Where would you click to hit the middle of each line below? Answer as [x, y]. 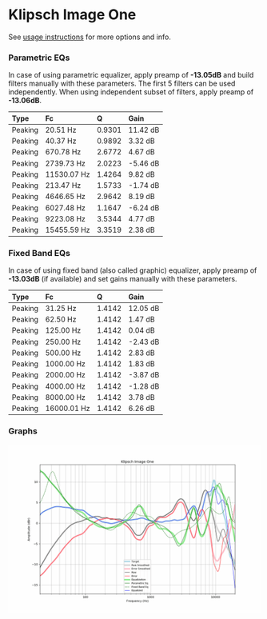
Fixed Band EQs [39, 253]
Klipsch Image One [72, 15]
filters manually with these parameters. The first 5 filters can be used [122, 84]
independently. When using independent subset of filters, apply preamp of [131, 92]
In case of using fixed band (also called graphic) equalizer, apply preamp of [133, 270]
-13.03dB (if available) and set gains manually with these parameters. [123, 279]
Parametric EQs [39, 58]
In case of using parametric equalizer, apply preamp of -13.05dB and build [131, 75]
